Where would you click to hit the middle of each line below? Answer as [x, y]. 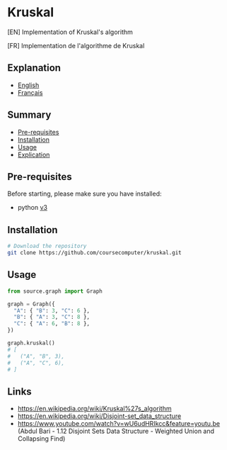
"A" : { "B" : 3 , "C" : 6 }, [52, 310]
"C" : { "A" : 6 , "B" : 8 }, [52, 324]
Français [30, 92]
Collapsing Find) [41, 439]
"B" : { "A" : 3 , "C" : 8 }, [52, 317]
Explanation [34, 68]
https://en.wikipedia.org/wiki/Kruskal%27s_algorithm [94, 409]
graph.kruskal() [31, 343]
